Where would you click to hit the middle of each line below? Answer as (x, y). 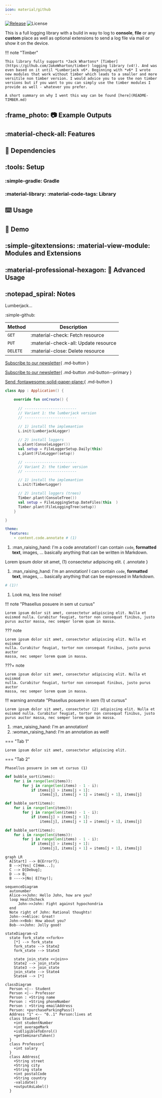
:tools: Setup (25, 167)
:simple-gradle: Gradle (32, 181)
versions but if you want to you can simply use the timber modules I (78, 83)
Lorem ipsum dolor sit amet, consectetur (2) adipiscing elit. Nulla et (80, 709)
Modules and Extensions (43, 253)
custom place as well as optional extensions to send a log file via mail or (77, 38)
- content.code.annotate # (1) (45, 538)
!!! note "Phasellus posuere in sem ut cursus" (50, 604)
